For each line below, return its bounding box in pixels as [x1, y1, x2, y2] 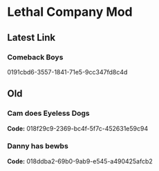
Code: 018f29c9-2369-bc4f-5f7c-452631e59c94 [7, 124, 149, 132]
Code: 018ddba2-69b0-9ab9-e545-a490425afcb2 [7, 157, 153, 165]
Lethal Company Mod [7, 4, 133, 20]
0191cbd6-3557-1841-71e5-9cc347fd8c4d [7, 68, 128, 76]
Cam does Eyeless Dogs [7, 108, 90, 118]
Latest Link [7, 32, 56, 43]
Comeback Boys [7, 52, 64, 62]
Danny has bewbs [7, 141, 69, 151]
